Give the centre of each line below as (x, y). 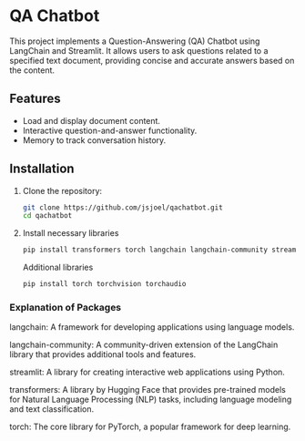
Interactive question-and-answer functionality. (110, 130)
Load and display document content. (91, 120)
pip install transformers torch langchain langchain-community (145, 250)
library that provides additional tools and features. (103, 354)
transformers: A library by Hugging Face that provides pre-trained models (148, 390)
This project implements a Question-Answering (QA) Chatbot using (135, 41)
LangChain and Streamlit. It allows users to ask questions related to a (139, 50)
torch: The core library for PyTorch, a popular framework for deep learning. (150, 427)
